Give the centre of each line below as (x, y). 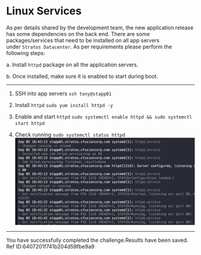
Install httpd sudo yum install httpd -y (64, 105)
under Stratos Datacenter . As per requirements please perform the (89, 47)
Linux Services (44, 11)
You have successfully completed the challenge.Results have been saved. (97, 240)
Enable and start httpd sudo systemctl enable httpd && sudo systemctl (103, 116)
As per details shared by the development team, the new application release (100, 28)
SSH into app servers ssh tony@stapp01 (63, 93)
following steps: (26, 53)
